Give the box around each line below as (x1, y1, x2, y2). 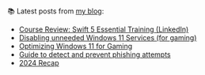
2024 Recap (18, 58, 60, 67)
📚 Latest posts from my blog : (7, 6, 104, 16)
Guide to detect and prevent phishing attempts (18, 50, 171, 59)
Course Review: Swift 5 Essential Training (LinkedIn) (18, 24, 189, 34)
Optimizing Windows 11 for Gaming (18, 42, 133, 51)
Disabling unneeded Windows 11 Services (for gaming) (18, 33, 197, 42)
